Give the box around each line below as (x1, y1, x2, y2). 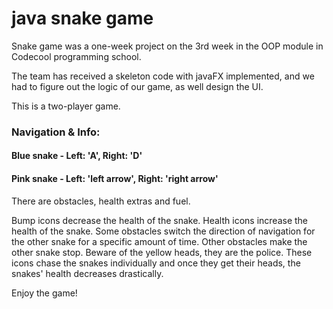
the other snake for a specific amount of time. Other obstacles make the (11, 235, 308, 247)
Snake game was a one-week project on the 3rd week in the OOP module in (11, 40, 324, 52)
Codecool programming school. (11, 50, 142, 62)
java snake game (11, 7, 154, 30)
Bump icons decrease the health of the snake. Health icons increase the (11, 214, 309, 226)
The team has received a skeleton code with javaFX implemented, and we (11, 70, 315, 82)
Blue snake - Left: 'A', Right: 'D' (11, 150, 143, 162)
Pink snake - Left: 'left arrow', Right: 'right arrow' (11, 173, 219, 185)
